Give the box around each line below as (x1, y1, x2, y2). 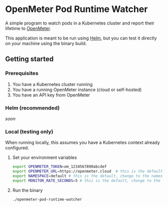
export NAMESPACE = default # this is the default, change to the (12, 173, 149, 178)
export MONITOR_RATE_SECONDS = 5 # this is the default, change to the (12, 178, 161, 183)
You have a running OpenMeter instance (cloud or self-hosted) (12, 86, 142, 92)
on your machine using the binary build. (5, 40, 87, 46)
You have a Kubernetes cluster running (12, 81, 93, 87)
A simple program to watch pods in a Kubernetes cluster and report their (5, 20, 154, 26)
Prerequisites (5, 70, 38, 77)
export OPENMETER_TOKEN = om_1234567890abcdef (12, 164, 107, 169)
